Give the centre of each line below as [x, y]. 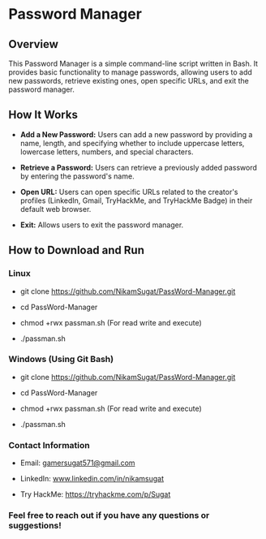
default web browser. [56, 209]
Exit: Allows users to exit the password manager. [102, 225]
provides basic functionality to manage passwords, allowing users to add [131, 72]
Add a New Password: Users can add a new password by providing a [136, 134]
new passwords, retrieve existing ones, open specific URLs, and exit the [129, 81]
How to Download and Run [76, 250]
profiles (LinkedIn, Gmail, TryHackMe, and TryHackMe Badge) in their [136, 201]
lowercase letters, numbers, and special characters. [107, 152]
